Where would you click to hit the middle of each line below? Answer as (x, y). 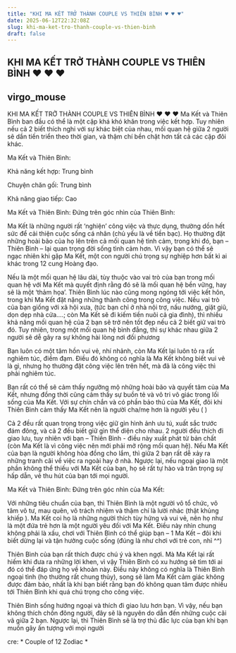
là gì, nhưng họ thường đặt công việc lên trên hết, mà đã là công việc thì (112, 366)
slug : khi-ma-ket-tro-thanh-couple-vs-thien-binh (82, 27)
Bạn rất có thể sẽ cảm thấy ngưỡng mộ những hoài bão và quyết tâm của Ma (118, 387)
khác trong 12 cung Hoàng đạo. (53, 264)
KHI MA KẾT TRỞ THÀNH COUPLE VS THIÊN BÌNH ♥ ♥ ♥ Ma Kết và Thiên (117, 114)
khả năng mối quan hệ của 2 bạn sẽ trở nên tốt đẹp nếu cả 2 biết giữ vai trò (117, 323)
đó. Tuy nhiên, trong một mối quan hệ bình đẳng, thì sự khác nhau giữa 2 (113, 330)
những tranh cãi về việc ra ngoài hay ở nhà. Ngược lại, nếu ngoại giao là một (118, 461)
